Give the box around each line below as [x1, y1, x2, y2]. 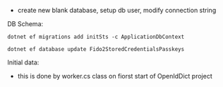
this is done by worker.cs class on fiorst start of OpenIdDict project [17, 72, 213, 80]
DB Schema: [7, 20, 44, 28]
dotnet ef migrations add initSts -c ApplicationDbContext [7, 33, 185, 40]
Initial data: [7, 58, 40, 66]
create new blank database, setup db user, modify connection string [17, 6, 217, 14]
